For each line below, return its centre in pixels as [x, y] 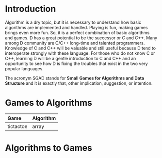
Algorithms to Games [49, 148]
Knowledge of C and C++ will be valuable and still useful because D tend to [81, 48]
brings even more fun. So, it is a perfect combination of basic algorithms [77, 32]
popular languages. [24, 68]
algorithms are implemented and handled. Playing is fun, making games [76, 27]
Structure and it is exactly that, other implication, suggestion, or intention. [79, 83]
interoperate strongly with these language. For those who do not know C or [80, 53]
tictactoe [17, 126]
